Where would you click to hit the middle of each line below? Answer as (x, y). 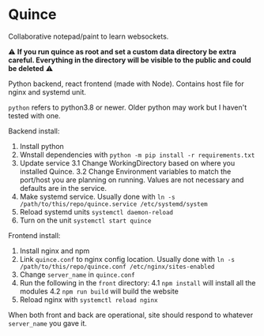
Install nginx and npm (55, 251)
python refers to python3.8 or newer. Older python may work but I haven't (128, 107)
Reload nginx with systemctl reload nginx (89, 299)
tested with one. (34, 115)
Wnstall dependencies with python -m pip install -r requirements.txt (137, 155)
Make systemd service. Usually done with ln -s (97, 196)
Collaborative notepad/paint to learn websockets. (89, 36)
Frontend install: (34, 235)
